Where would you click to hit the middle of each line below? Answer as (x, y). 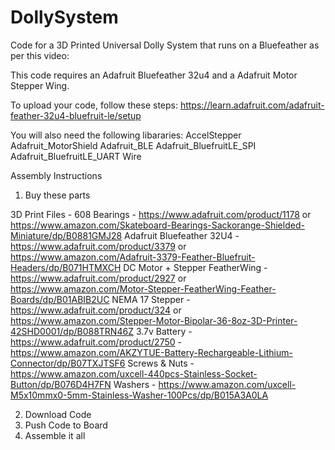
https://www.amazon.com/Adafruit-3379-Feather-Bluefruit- (133, 257)
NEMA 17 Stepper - (151, 299)
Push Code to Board (66, 425)
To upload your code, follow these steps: (94, 105)
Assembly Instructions (56, 175)
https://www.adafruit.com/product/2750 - (96, 342)
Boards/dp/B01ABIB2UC (60, 299)
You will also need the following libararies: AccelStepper (126, 135)
